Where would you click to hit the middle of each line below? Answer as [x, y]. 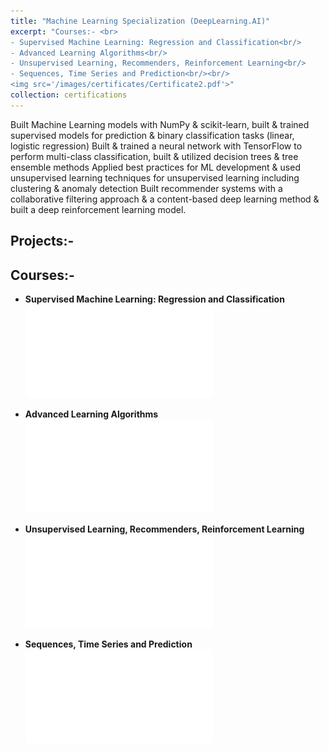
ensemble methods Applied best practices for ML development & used [155, 167]
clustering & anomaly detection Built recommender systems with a [146, 188]
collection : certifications [69, 95]
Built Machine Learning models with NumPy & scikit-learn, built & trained [160, 124]
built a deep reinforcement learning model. [98, 209]
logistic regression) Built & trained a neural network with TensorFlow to [156, 146]
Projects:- [42, 241]
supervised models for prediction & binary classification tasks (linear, [152, 135]
